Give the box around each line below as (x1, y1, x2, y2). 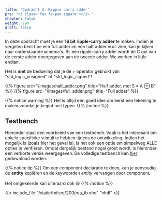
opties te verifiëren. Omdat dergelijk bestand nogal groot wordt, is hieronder (5, 145, 157, 151)
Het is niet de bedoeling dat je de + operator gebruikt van (5, 68, 120, 74)
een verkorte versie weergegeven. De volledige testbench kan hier (5, 150, 138, 156)
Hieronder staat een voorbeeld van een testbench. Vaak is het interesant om (5, 130, 157, 135)
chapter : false (5, 16, 36, 21)
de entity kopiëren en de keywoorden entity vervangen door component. (5, 170, 151, 176)
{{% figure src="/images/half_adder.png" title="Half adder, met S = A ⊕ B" (5, 83, 156, 89)
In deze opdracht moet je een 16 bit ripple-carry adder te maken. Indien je (5, 38, 154, 44)
